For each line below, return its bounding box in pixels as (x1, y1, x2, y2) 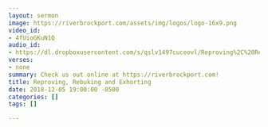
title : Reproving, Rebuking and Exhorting (8, 78, 152, 86)
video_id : (8, 26, 41, 34)
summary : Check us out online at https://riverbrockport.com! (8, 71, 219, 79)
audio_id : (8, 41, 41, 49)
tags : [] (8, 100, 37, 108)
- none (8, 63, 30, 71)
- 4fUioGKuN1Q (8, 33, 56, 42)
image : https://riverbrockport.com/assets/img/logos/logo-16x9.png (8, 19, 238, 27)
